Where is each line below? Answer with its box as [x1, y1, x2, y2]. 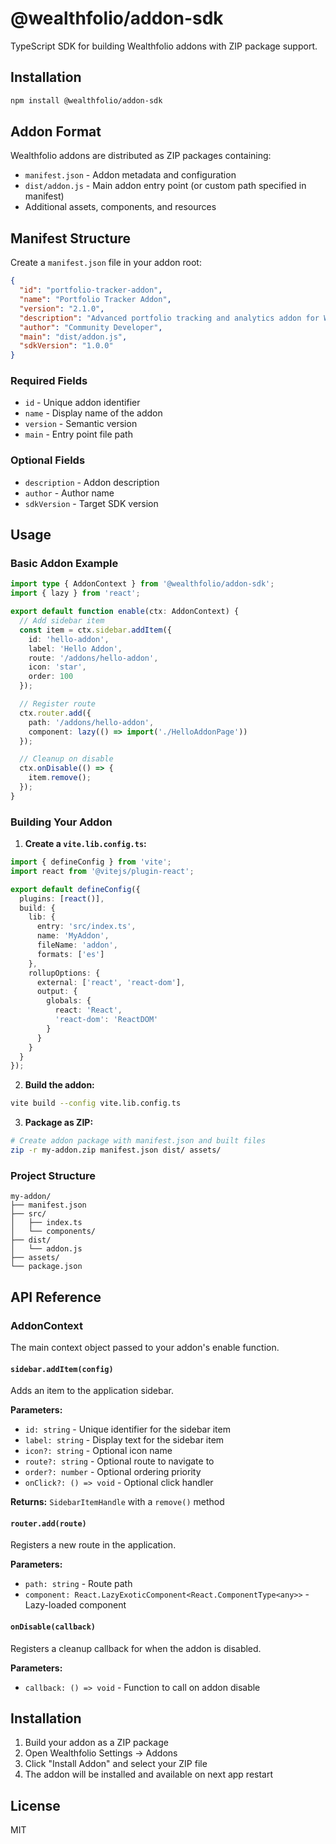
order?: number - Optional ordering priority [24, 1466, 202, 1478]
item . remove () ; [28, 773, 92, 783]
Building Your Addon [10, 815, 113, 829]
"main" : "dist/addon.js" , [19, 332, 128, 342]
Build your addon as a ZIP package [24, 1737, 169, 1749]
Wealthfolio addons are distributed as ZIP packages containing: [10, 150, 272, 162]
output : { [36, 987, 78, 997]
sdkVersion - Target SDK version [24, 497, 159, 509]
